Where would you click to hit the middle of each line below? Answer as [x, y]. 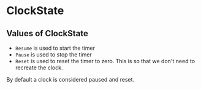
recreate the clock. [39, 68]
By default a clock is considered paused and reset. [70, 79]
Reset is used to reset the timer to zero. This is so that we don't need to [105, 61]
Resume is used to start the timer [55, 48]
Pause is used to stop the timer [53, 55]
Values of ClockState [47, 33]
